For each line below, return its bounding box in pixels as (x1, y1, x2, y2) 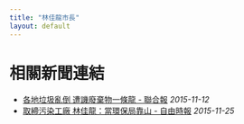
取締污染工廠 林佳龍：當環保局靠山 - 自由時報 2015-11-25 (22, 105, 235, 117)
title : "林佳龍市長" (9, 13, 80, 22)
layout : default (9, 22, 70, 31)
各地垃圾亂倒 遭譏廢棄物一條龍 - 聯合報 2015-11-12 (22, 94, 210, 105)
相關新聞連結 (9, 63, 106, 84)
